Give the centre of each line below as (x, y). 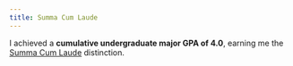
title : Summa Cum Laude (54, 17)
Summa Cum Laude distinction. (67, 52)
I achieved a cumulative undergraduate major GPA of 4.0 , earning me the (146, 43)
